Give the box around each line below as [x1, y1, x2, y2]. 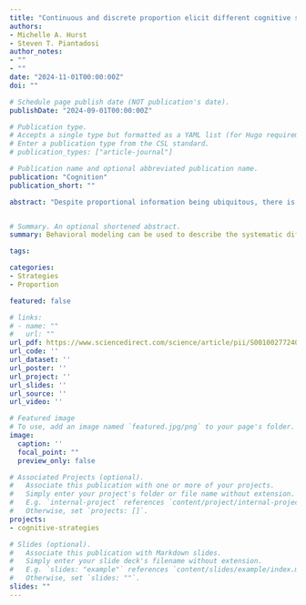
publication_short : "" [9, 181, 96, 190]
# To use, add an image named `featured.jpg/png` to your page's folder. [9, 422, 296, 432]
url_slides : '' [9, 380, 67, 389]
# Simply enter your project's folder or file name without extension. [9, 489, 296, 499]
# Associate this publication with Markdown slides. [9, 548, 222, 558]
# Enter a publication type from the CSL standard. [9, 139, 209, 148]
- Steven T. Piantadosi [9, 38, 100, 48]
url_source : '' [9, 388, 67, 398]
